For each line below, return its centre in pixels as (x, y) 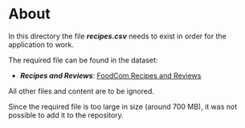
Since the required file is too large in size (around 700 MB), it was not (123, 106)
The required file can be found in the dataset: (83, 60)
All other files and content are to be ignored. (82, 91)
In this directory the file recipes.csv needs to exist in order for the (117, 36)
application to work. (41, 44)
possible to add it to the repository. (66, 115)
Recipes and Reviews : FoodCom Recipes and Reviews (110, 75)
